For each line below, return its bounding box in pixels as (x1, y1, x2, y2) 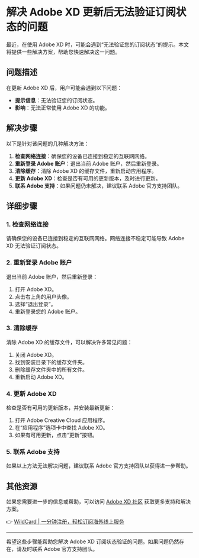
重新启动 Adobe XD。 (14, 373, 68, 380)
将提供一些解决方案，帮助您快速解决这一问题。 (6, 48, 120, 55)
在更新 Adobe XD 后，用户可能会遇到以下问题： (6, 84, 123, 91)
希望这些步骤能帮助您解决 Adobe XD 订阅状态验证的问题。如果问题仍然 (6, 538, 179, 545)
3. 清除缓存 (6, 324, 38, 332)
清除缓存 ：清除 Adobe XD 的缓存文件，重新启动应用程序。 (14, 167, 157, 175)
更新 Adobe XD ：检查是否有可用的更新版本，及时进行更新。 (14, 175, 161, 182)
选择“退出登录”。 (14, 300, 56, 308)
